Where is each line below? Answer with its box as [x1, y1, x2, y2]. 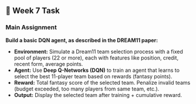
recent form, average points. [13, 60, 83, 67]
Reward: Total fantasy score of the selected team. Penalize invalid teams [13, 79, 191, 86]
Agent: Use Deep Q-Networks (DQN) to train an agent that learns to [13, 67, 180, 74]
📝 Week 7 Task [5, 6, 60, 16]
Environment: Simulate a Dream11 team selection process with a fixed [13, 48, 183, 55]
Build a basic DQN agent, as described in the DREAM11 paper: [5, 36, 158, 44]
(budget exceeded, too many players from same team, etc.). [13, 85, 160, 92]
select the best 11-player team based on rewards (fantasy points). [13, 72, 173, 79]
